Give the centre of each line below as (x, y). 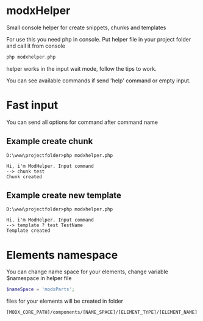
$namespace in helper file (39, 278)
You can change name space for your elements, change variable (87, 272)
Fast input (32, 105)
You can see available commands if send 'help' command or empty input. (98, 81)
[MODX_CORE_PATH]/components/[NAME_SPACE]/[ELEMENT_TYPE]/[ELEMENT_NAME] (102, 312)
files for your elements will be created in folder (65, 301)
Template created (28, 231)
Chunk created (24, 177)
